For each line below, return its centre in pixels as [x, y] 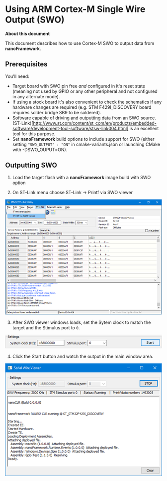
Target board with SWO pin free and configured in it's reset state [79, 86]
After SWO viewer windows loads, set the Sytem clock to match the [82, 322]
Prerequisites [26, 64]
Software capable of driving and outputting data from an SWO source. [84, 118]
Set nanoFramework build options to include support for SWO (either [83, 139]
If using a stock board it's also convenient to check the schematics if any [87, 102]
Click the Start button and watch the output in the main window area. [83, 357]
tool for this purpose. [34, 134]
